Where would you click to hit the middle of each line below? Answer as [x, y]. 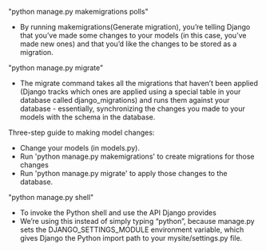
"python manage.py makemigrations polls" [79, 12]
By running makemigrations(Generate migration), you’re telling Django [135, 27]
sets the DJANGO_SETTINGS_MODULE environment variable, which [132, 229]
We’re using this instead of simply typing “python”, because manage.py [137, 221]
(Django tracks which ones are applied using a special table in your [130, 92]
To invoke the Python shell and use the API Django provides [118, 213]
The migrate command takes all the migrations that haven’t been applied [139, 83]
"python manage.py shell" [51, 197]
